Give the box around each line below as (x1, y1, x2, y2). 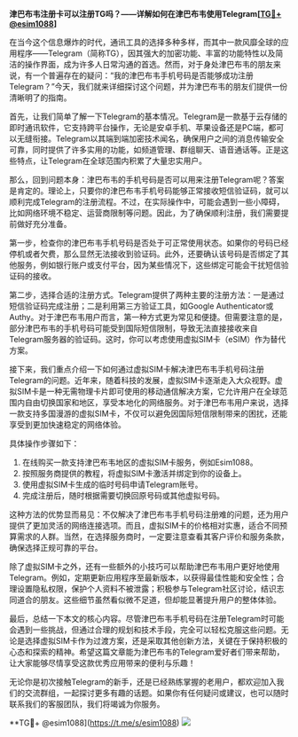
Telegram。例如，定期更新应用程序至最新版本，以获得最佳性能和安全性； (9, 572, 277, 583)
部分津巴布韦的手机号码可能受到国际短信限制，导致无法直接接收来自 (9, 323, 258, 333)
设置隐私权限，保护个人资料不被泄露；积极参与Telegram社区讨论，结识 (16, 584, 277, 593)
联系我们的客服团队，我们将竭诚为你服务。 (9, 699, 165, 709)
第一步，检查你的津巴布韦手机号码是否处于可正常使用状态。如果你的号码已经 (9, 238, 289, 247)
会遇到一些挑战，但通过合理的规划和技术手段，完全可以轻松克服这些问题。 (9, 624, 281, 635)
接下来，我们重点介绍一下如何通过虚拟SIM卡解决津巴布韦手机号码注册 (9, 364, 264, 374)
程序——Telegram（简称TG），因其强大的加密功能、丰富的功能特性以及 (16, 48, 276, 59)
